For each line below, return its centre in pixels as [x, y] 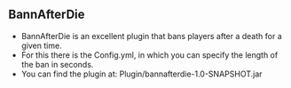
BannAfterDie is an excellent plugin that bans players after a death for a [152, 36]
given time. [42, 45]
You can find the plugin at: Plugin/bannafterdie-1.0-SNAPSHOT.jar [142, 74]
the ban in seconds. [57, 64]
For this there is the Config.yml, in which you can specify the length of [149, 55]
